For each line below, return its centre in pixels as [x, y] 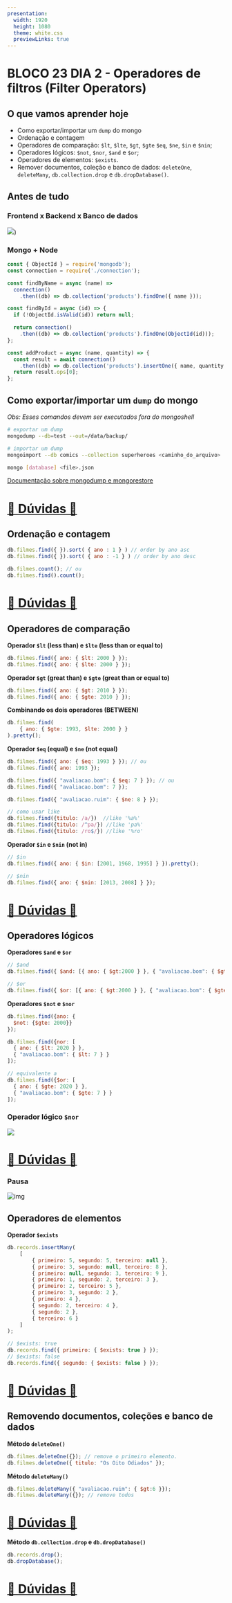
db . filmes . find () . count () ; [46, 575]
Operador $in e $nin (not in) [47, 844]
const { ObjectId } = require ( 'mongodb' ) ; [69, 265]
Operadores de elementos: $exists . [68, 160]
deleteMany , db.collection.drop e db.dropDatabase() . [93, 174]
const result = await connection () [65, 359]
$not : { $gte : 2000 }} [43, 1023]
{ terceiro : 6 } [55, 1318]
